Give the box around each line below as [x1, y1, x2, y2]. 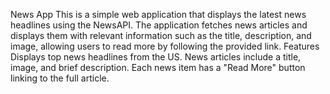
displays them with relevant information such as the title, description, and [10, 30, 312, 41]
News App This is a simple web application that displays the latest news [10, 9, 307, 20]
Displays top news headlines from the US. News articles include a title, [10, 51, 302, 63]
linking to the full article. [10, 72, 110, 84]
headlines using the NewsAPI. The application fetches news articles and [10, 19, 308, 31]
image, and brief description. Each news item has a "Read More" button [10, 62, 306, 73]
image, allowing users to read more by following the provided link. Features [10, 40, 320, 52]
